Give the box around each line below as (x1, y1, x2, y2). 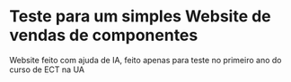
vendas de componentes (9, 25, 198, 45)
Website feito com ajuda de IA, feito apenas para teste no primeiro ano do (9, 54, 282, 65)
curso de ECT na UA (9, 64, 85, 75)
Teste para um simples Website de (9, 6, 271, 27)
